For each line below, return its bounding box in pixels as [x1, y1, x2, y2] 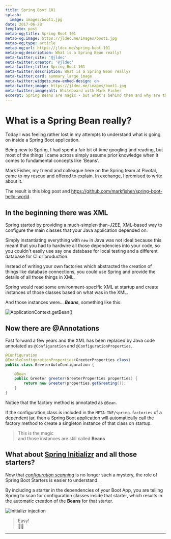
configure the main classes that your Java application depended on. [5, 227, 148, 233]
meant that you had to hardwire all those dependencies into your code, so [5, 242, 160, 249]
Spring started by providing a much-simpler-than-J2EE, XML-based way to [5, 222, 163, 228]
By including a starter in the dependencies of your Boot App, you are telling [5, 487, 163, 493]
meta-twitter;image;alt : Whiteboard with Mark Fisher [5, 88, 122, 93]
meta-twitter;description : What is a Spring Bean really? [5, 69, 131, 74]
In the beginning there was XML [5, 208, 108, 217]
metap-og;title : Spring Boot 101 [5, 31, 76, 36]
